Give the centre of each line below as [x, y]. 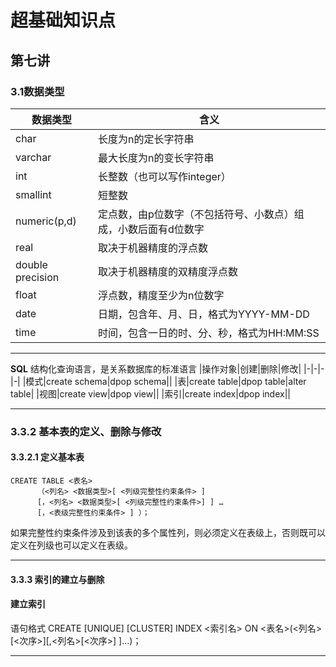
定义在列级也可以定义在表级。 [71, 545]
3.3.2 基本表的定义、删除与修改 [86, 431]
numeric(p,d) [46, 221]
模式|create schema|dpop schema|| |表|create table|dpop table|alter [166, 381]
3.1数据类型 [37, 91]
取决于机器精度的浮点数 [152, 248]
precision [37, 277]
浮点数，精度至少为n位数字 [161, 295]
